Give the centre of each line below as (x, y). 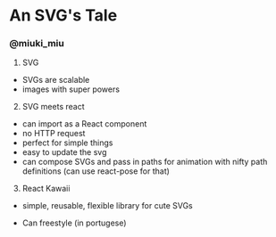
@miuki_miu (37, 44)
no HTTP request (54, 134)
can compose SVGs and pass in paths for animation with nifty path (145, 162)
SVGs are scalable (56, 80)
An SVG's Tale (63, 16)
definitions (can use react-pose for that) (96, 171)
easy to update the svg (64, 152)
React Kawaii (46, 189)
